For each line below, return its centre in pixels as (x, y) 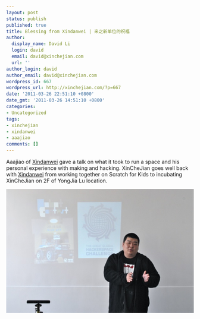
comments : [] (22, 144)
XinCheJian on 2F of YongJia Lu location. (57, 181)
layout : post (22, 12)
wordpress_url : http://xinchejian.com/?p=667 (63, 88)
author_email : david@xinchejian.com (51, 75)
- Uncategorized (26, 113)
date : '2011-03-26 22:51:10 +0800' (50, 94)
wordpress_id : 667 (29, 81)
